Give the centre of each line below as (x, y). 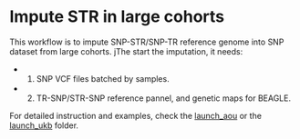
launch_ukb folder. (44, 125)
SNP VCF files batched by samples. (103, 78)
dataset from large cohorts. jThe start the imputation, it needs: (126, 51)
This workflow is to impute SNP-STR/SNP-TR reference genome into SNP (147, 42)
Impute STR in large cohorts (117, 17)
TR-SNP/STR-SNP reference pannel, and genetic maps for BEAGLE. (164, 98)
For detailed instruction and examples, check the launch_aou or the (136, 115)
